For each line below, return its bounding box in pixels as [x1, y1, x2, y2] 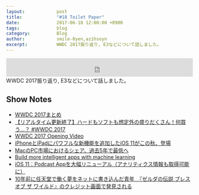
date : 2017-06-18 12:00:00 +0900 [6, 19, 123, 25]
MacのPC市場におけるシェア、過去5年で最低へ [14, 147, 129, 154]
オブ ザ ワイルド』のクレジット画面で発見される [14, 183, 132, 190]
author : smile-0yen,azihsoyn [6, 36, 108, 42]
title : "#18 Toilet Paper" [6, 14, 105, 20]
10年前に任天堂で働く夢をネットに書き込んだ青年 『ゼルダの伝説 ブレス [14, 175, 191, 182]
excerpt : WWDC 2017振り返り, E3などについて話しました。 [6, 42, 162, 48]
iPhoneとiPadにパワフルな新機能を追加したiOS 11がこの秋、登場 [14, 139, 171, 147]
